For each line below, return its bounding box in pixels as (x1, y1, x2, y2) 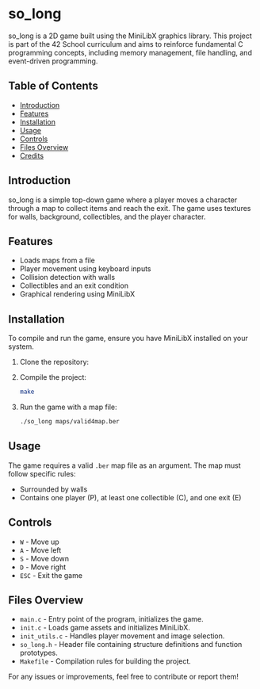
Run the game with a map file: (19, 402, 117, 412)
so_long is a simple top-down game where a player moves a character (8, 195, 238, 205)
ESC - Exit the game (19, 570, 83, 580)
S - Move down (19, 553, 70, 563)
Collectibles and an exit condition (19, 281, 129, 290)
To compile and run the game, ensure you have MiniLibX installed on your (8, 334, 248, 343)
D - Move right (19, 562, 66, 572)
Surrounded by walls (19, 484, 88, 494)
